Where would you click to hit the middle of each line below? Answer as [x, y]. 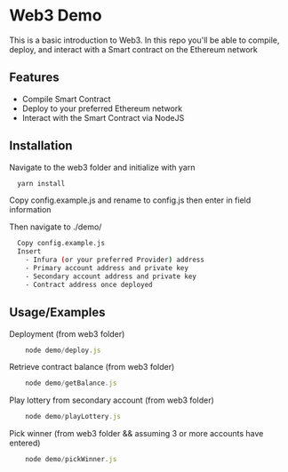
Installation [41, 146]
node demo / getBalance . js [71, 383]
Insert [29, 252]
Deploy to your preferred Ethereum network [102, 108]
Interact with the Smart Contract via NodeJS [103, 117]
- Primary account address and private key [107, 268]
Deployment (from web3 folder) [67, 333]
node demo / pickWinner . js [71, 460]
